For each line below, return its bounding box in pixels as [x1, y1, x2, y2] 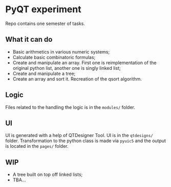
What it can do [5, 35, 53, 44]
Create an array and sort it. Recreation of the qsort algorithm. [12, 75, 142, 82]
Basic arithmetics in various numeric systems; [12, 48, 110, 55]
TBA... [12, 177, 26, 183]
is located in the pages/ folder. [5, 143, 69, 149]
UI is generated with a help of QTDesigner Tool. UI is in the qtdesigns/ [5, 132, 154, 139]
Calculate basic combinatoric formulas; [12, 54, 96, 60]
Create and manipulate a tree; [12, 70, 76, 76]
